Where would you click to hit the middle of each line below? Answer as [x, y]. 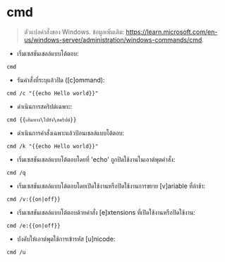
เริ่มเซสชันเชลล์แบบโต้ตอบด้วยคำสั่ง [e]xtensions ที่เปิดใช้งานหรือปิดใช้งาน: [106, 212]
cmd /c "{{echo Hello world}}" [53, 93]
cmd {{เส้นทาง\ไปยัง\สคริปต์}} [42, 120]
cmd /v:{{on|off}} [34, 199]
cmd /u [16, 252]
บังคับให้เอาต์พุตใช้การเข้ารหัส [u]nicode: [66, 239]
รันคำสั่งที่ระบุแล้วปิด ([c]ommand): [61, 80]
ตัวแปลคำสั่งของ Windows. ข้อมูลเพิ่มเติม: [74, 32]
